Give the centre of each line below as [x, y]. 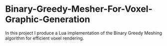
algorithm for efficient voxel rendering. [45, 38]
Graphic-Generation [48, 19]
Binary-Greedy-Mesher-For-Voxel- [79, 9]
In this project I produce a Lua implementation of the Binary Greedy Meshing [84, 33]
